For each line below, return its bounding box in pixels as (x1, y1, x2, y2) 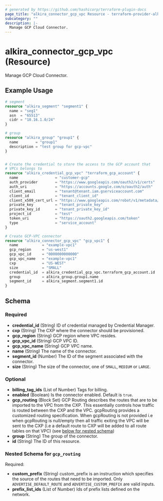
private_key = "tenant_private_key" (9, 202, 103, 207)
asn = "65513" (9, 113, 40, 118)
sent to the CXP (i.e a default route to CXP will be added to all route (12, 423, 147, 429)
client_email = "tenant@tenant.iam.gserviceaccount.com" (9, 189, 145, 194)
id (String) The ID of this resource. (12, 438, 81, 444)
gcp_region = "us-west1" (9, 247, 68, 252)
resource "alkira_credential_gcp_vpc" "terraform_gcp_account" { (5, 171, 140, 176)
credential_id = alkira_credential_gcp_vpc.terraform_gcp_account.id (9, 270, 155, 275)
